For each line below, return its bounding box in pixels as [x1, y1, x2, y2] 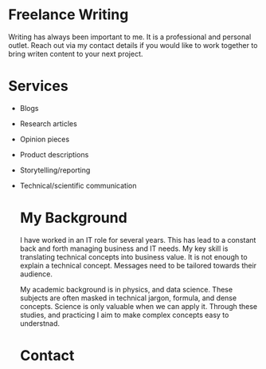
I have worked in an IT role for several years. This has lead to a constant [19, 235, 256, 244]
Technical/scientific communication [19, 181, 137, 190]
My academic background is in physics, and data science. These [19, 284, 233, 294]
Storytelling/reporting [19, 165, 91, 175]
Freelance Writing [8, 6, 129, 24]
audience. [19, 269, 53, 279]
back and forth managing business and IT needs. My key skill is [19, 244, 229, 253]
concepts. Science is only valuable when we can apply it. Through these [19, 301, 258, 311]
